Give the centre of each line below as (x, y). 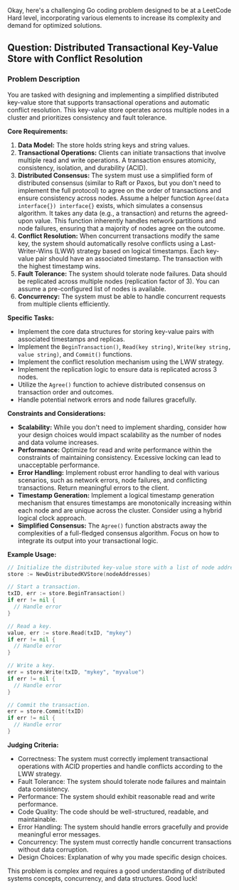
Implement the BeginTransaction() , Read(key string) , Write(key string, (124, 346)
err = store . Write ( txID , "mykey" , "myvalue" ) (76, 672)
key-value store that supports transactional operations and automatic (108, 102)
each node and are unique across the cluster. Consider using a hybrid (120, 510)
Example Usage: (32, 554)
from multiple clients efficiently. (64, 304)
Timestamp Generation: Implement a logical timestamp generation (116, 495)
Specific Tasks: (31, 318)
